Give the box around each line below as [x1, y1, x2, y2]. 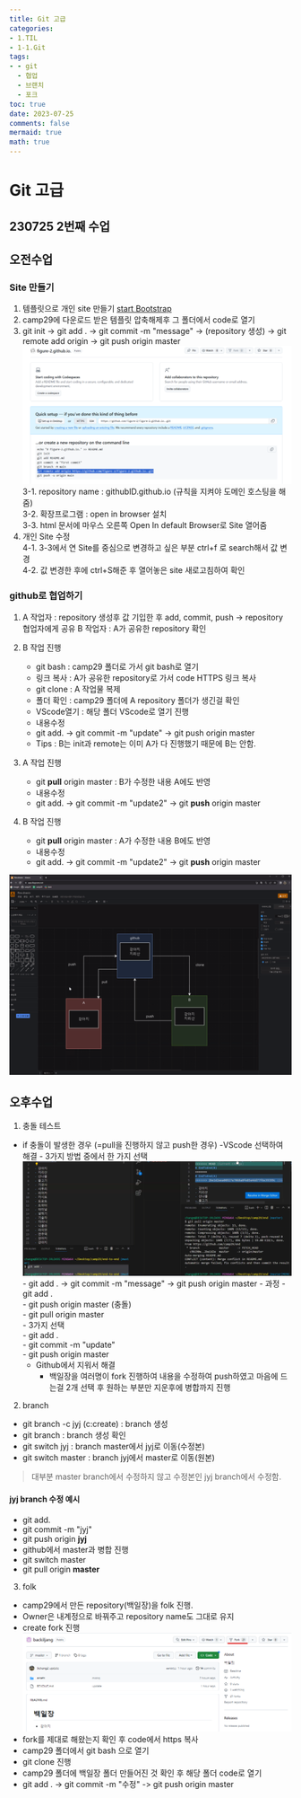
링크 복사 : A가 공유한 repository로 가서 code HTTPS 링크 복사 [35, 672, 257, 683]
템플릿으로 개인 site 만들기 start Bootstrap [21, 304, 172, 314]
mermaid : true [9, 128, 63, 137]
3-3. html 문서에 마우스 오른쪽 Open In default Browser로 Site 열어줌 [21, 520, 267, 531]
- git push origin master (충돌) [21, 1299, 132, 1310]
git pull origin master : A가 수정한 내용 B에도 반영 [35, 835, 211, 846]
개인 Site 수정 [21, 531, 71, 542]
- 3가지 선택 [21, 1320, 65, 1331]
